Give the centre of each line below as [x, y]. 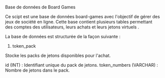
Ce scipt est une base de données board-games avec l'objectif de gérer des [82, 16]
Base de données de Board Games [40, 7]
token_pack [24, 46]
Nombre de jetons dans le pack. [37, 70]
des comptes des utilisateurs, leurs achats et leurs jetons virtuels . [72, 27]
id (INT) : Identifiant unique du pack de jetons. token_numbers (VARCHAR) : [82, 65]
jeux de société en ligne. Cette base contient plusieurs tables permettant [79, 22]
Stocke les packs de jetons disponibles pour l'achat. [58, 55]
